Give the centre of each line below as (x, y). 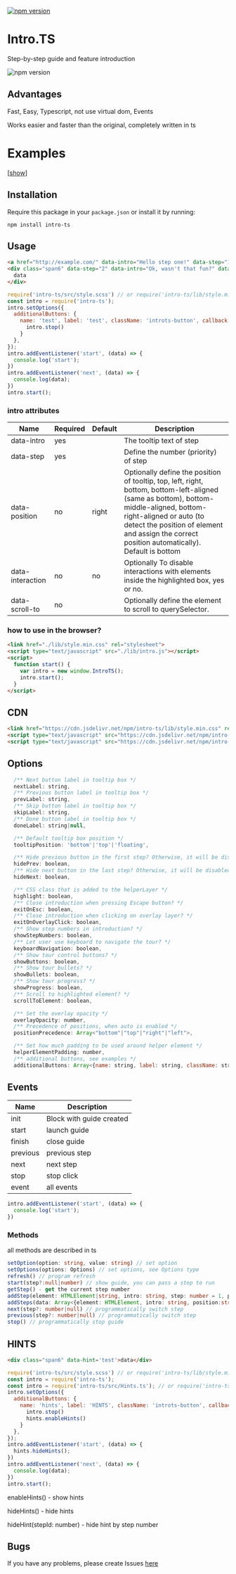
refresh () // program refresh (52, 1276)
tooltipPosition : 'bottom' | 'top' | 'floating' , (81, 845)
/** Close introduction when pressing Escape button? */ (99, 903)
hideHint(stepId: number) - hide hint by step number (83, 1524)
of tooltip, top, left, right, (164, 481)
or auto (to (187, 516)
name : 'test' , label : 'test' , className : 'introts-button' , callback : (125, 321)
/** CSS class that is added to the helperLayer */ (91, 890)
